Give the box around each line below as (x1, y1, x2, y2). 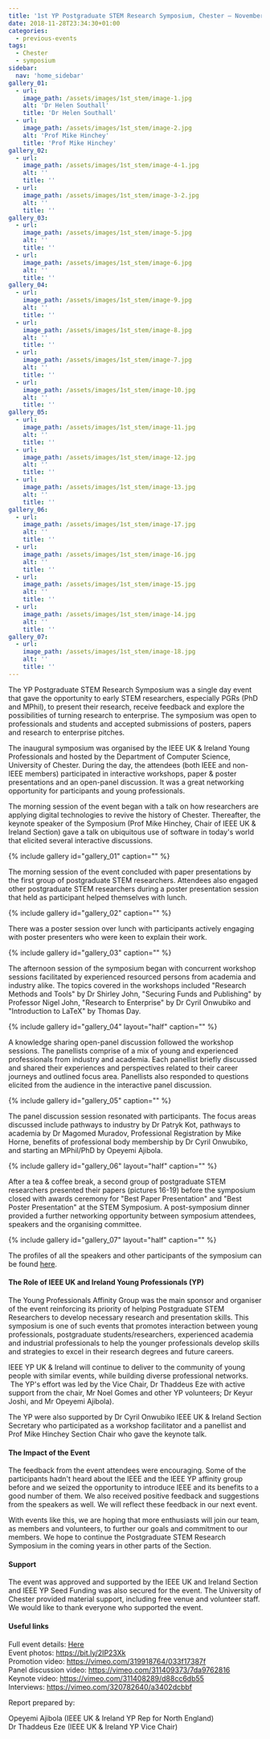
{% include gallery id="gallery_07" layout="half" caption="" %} (8, 1234, 217, 1244)
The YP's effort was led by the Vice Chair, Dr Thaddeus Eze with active (10, 1379, 246, 1389)
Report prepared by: (8, 1697, 76, 1707)
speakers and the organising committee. (8, 1219, 142, 1229)
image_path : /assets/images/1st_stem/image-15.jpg (22, 580, 196, 588)
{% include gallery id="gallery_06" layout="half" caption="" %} (8, 1160, 218, 1171)
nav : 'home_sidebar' (15, 72, 84, 80)
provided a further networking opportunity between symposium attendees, (8, 1210, 256, 1220)
